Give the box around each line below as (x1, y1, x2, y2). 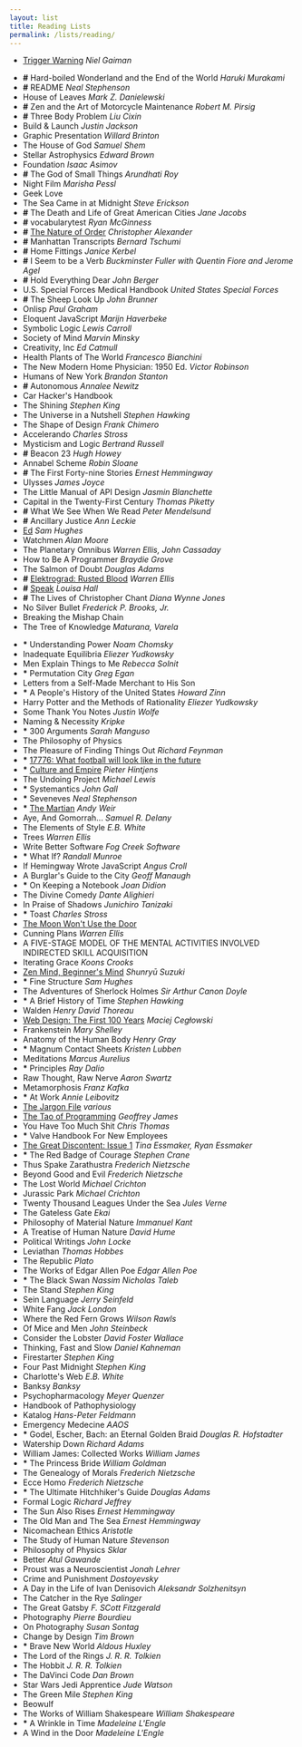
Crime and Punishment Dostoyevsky (22, 1574, 159, 1585)
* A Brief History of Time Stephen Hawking (22, 995, 184, 1006)
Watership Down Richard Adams (22, 1439, 145, 1450)
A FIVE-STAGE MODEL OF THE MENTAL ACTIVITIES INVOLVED (22, 937, 260, 948)
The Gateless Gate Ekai (22, 1208, 111, 1218)
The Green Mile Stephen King (22, 1689, 133, 1700)
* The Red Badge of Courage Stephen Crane (22, 1150, 190, 1160)
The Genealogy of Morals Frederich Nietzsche (22, 1468, 196, 1479)
